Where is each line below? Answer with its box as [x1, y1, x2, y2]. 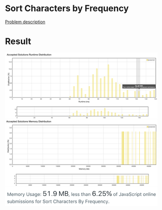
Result [5, 36, 31, 47]
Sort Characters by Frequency [5, 3, 129, 14]
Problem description [5, 19, 45, 25]
